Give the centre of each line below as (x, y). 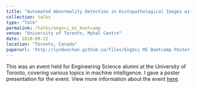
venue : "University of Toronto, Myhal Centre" (64, 33)
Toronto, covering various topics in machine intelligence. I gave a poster (93, 72)
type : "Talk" (22, 22)
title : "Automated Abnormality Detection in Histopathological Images (94, 11)
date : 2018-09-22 (27, 39)
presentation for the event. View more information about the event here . (93, 79)
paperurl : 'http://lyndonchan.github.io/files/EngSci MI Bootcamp (89, 50)
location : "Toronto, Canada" (42, 45)
